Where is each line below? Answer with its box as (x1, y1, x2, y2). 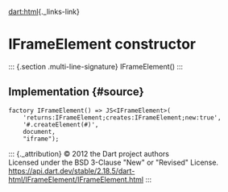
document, (23, 127, 56, 136)
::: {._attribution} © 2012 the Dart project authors (8, 148, 169, 158)
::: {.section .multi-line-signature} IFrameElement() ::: (8, 61, 184, 71)
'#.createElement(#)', (23, 120, 99, 128)
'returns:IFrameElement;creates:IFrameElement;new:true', (23, 113, 222, 122)
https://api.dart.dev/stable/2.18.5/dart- (8, 165, 135, 176)
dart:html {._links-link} (8, 7, 81, 16)
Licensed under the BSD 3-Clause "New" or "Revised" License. (8, 157, 219, 167)
